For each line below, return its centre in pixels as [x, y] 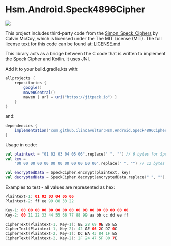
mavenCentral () [40, 93]
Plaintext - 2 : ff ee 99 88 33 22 [39, 201]
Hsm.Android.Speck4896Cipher [75, 9]
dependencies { [21, 126]
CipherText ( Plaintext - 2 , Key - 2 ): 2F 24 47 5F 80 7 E [61, 238]
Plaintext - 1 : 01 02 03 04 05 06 [39, 197]
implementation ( [32, 130]
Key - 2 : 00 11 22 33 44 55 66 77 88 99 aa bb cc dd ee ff [67, 215]
